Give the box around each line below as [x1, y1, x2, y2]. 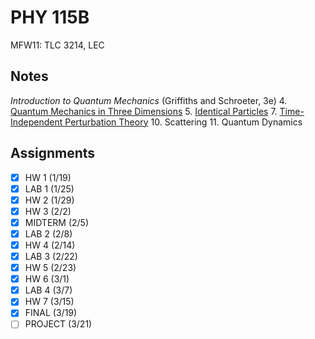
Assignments [10, 145, 96, 162]
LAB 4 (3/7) [24, 284, 73, 296]
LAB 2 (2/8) [24, 227, 73, 240]
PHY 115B [10, 6, 90, 29]
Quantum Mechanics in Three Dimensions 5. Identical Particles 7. [10, 105, 278, 117]
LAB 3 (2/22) [24, 251, 78, 262]
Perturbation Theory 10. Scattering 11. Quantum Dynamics [64, 116, 303, 128]
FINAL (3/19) [24, 307, 78, 319]
